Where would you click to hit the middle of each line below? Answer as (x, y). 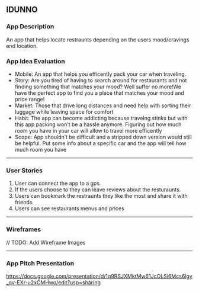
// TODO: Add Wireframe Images (46, 242)
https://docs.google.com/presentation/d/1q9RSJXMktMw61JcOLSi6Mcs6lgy (99, 276)
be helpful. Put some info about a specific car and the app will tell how (100, 143)
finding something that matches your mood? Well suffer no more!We (98, 86)
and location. (22, 46)
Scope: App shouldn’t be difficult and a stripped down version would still (103, 137)
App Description (30, 27)
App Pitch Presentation (40, 263)
